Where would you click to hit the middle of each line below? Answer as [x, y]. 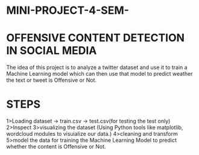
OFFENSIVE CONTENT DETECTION [96, 38]
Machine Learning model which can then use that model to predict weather [99, 74]
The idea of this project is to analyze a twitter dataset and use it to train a [97, 67]
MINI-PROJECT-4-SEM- [68, 11]
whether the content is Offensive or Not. [56, 147]
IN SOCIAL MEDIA [52, 51]
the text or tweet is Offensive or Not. [52, 80]
